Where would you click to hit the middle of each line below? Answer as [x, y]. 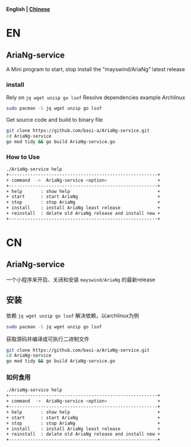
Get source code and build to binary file [55, 120]
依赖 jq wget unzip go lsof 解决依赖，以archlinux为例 [73, 315]
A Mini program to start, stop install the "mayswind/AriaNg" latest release [95, 69]
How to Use [23, 157]
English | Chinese [28, 9]
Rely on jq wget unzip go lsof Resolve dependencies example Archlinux [96, 97]
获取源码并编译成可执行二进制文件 [48, 339]
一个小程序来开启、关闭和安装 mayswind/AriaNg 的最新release [81, 280]
